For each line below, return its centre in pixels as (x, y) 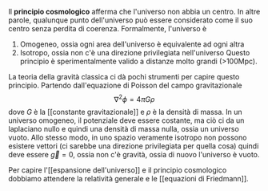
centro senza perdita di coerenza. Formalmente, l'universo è (108, 28)
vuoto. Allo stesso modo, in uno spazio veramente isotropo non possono (128, 137)
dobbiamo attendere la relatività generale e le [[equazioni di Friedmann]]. (129, 178)
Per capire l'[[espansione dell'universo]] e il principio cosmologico (118, 170)
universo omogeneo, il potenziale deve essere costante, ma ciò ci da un (126, 120)
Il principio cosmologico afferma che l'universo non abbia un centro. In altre (134, 12)
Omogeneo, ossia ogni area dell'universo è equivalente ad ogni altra (132, 44)
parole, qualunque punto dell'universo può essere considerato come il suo (131, 20)
